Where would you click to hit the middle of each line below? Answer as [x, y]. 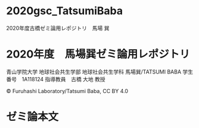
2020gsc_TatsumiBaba [65, 11]
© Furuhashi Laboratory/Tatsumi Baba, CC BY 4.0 [67, 91]
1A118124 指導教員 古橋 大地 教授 [63, 79]
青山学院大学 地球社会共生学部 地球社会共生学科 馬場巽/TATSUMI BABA [94, 72]
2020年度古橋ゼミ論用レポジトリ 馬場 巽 [58, 28]
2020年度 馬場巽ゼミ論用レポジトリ [98, 54]
